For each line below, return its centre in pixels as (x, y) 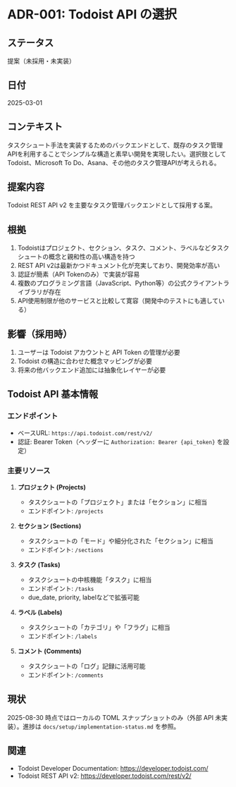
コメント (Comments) (50, 651)
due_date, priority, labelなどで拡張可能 (83, 597)
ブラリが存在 (42, 292)
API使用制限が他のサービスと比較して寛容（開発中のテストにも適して (118, 301)
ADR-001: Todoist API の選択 (92, 14)
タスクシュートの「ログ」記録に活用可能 (87, 666)
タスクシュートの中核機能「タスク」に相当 (90, 580)
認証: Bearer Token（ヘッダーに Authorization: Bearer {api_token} (116, 441)
